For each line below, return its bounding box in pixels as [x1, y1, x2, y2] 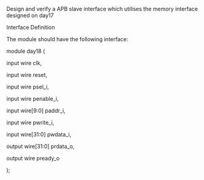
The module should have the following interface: [6, 36, 129, 42]
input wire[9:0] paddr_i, [6, 107, 66, 114]
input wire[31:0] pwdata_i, [6, 131, 72, 138]
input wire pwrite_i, [6, 119, 55, 126]
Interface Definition [6, 24, 55, 31]
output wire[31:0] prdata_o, [6, 143, 75, 150]
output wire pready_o [6, 155, 60, 162]
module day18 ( [6, 47, 45, 55]
